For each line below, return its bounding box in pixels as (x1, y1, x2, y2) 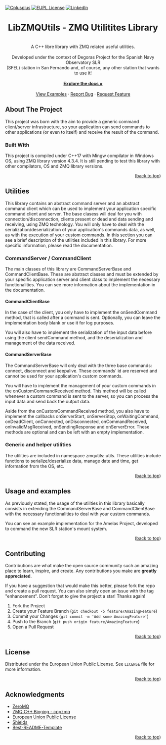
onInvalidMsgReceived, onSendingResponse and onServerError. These (5, 424, 150, 429)
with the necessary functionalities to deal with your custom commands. (5, 511, 151, 517)
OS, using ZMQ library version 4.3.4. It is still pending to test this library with (5, 158, 160, 164)
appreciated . (5, 573, 32, 579)
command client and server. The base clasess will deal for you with (5, 211, 142, 216)
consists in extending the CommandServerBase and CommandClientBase (5, 505, 155, 511)
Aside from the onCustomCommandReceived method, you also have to (5, 408, 150, 414)
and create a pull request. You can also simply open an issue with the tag (5, 588, 154, 594)
